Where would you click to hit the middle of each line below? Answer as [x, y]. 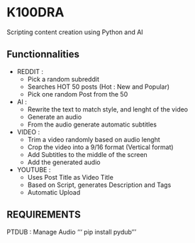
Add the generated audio [64, 162]
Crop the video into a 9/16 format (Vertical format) [101, 147]
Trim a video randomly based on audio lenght [94, 139]
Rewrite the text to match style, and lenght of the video [108, 109]
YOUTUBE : [34, 169]
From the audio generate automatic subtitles [92, 124]
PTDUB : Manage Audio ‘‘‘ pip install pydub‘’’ [72, 232]
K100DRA [35, 12]
